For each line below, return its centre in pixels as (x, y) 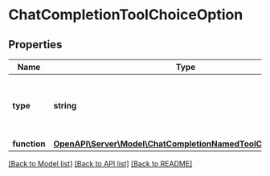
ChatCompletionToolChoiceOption (126, 15)
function (29, 144)
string (65, 106)
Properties (35, 45)
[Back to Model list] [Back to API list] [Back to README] (100, 164)
